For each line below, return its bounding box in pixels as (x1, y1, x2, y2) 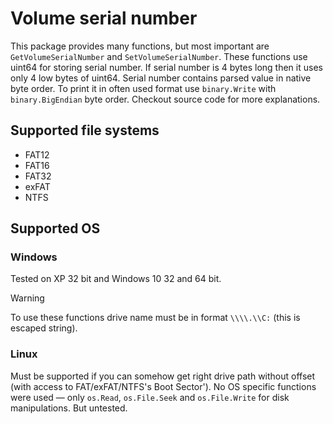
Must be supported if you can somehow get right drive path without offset (10, 370, 316, 382)
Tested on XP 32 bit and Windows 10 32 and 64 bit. (10, 273, 222, 285)
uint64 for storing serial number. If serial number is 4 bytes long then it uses (10, 61, 323, 73)
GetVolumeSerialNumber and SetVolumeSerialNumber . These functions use (10, 50, 308, 62)
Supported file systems (10, 122, 160, 139)
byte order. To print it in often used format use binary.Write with (10, 82, 277, 94)
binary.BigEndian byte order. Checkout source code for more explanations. (10, 93, 321, 105)
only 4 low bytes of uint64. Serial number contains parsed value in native (10, 72, 312, 84)
